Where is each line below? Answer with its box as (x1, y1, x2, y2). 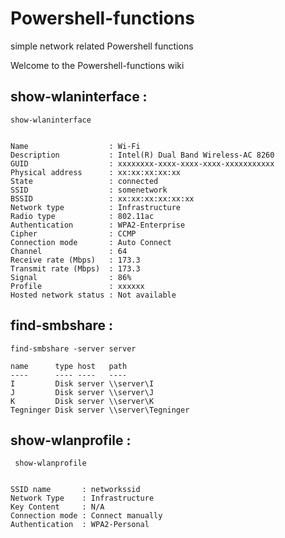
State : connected (10, 176, 159, 186)
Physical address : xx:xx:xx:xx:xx (10, 167, 182, 177)
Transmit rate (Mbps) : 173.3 (10, 263, 141, 274)
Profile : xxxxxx (10, 281, 145, 291)
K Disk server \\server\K (10, 396, 155, 406)
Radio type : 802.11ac (10, 211, 155, 221)
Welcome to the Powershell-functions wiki (10, 59, 185, 71)
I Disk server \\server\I (10, 378, 155, 389)
